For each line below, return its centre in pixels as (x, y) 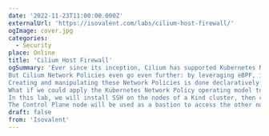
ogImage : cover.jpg (41, 30)
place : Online (32, 53)
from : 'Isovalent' (39, 120)
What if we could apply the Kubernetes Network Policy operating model (130, 90)
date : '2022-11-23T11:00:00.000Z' (66, 16)
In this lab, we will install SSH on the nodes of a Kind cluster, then (132, 98)
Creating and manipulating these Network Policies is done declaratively (134, 82)
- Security (34, 46)
